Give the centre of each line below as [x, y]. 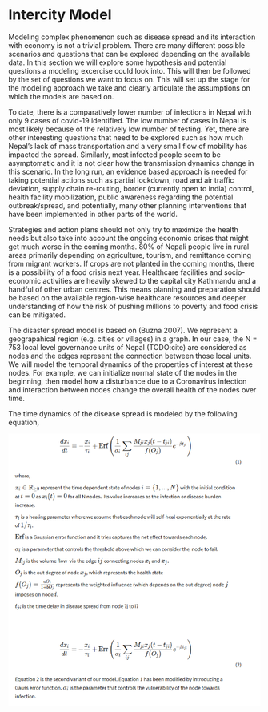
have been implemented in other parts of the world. [93, 214]
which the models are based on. [61, 96]
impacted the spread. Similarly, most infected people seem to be [115, 155]
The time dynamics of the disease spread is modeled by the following [123, 413]
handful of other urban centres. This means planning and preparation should [134, 289]
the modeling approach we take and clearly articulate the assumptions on [129, 88]
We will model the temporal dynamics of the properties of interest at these [131, 364]
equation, [24, 422]
